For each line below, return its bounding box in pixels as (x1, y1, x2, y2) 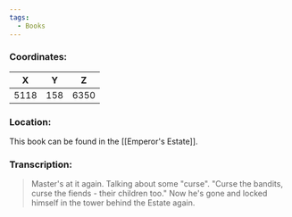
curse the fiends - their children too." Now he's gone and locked (30, 188, 268, 199)
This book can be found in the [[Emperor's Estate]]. (9, 136, 198, 147)
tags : (9, 13, 29, 22)
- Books (17, 21, 46, 30)
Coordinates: (9, 51, 68, 63)
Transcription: (9, 158, 73, 171)
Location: (9, 115, 52, 128)
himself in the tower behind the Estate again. (30, 197, 196, 208)
